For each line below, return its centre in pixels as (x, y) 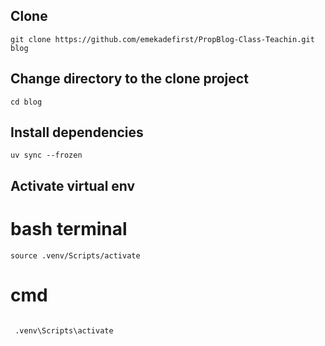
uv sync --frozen (46, 155)
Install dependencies (77, 132)
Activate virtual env (73, 185)
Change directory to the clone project (129, 79)
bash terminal (69, 229)
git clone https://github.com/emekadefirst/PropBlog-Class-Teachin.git (162, 39)
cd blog (26, 102)
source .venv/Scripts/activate (75, 255)
